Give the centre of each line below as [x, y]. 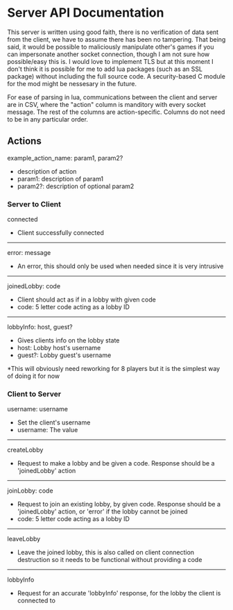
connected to [36, 601]
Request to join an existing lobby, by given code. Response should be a [119, 504]
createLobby [25, 450]
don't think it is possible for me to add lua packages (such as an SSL [105, 69]
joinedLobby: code [34, 286]
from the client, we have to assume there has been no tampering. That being [116, 39]
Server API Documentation [86, 13]
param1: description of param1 [60, 179]
